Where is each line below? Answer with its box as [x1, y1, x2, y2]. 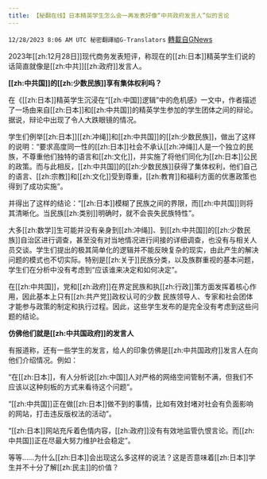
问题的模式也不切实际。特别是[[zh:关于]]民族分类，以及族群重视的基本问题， [8, 255, 258, 265]
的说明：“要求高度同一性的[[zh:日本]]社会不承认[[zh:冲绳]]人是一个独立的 [8, 141, 247, 151]
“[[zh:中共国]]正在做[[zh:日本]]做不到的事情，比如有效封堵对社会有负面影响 [8, 399, 254, 408]
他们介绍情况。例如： [8, 355, 78, 365]
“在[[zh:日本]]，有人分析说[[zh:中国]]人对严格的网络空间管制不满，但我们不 [8, 372, 254, 381]
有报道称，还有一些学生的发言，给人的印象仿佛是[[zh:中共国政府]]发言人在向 [8, 345, 258, 354]
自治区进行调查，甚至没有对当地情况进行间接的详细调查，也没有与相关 [20, 235, 250, 245]
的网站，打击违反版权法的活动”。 [8, 408, 117, 418]
